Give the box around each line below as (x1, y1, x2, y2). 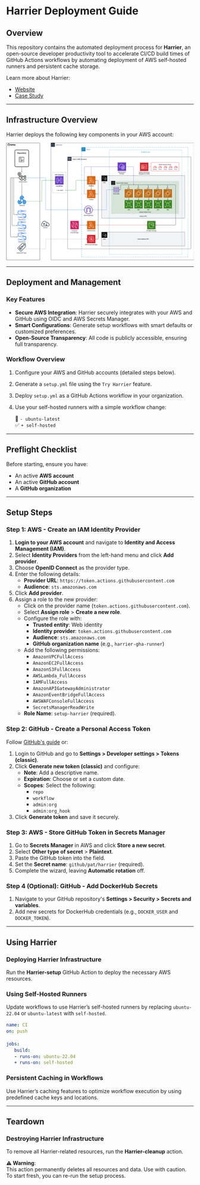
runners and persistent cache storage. (6, 63, 100, 70)
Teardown (6, 1116, 45, 1127)
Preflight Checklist (6, 445, 77, 455)
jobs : (6, 1041, 20, 1047)
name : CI (6, 1022, 28, 1028)
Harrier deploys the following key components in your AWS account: (6, 131, 174, 138)
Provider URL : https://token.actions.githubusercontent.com (23, 577, 174, 584)
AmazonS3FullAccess (32, 666, 82, 673)
